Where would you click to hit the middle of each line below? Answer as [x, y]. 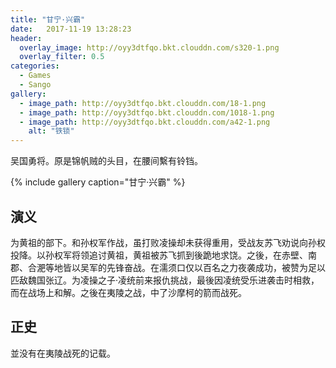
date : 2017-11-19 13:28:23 [71, 29]
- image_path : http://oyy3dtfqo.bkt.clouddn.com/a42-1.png [145, 122]
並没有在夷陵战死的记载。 [63, 353]
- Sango [35, 85]
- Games [35, 76]
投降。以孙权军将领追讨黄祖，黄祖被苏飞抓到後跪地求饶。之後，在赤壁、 [159, 255]
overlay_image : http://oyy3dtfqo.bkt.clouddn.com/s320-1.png [149, 47]
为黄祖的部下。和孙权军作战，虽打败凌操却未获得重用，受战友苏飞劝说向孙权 [168, 242]
